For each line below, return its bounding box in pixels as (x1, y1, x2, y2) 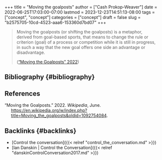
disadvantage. (16, 49, 45, 55)
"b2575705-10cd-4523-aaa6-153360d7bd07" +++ (4, 19, 107, 25)
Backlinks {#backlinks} (4, 127, 76, 135)
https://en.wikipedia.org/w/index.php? (11, 108, 88, 113)
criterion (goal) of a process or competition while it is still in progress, (16, 39, 156, 45)
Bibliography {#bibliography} (4, 73, 95, 81)
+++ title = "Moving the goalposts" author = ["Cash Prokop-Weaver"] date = (4, 4, 158, 10)
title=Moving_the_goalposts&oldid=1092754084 (11, 112, 107, 118)
